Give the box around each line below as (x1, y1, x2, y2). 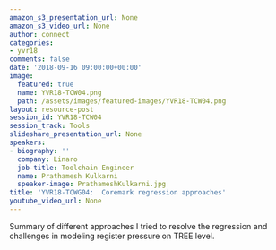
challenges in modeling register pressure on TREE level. (9, 230, 215, 241)
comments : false (9, 55, 70, 64)
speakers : (9, 138, 47, 147)
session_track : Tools (9, 122, 91, 131)
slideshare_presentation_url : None (9, 130, 142, 139)
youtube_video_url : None (9, 196, 102, 206)
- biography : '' (9, 146, 70, 155)
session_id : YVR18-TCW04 (9, 113, 102, 122)
